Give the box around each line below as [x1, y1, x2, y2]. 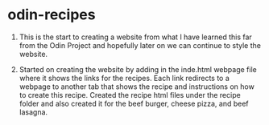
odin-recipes [7, 6, 96, 24]
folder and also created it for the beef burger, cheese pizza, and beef [19, 99, 249, 108]
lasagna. [19, 107, 48, 117]
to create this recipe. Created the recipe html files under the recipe [19, 90, 241, 99]
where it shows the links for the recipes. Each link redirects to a [19, 73, 230, 83]
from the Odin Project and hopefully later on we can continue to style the [19, 40, 261, 50]
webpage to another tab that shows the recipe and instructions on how [19, 82, 255, 91]
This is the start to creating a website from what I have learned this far [19, 32, 253, 42]
